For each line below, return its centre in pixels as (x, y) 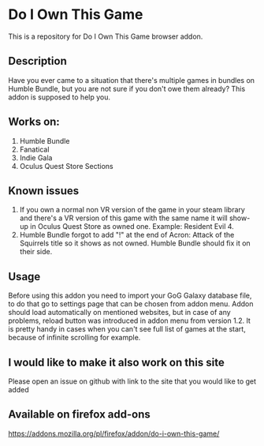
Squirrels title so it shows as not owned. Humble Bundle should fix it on (135, 243)
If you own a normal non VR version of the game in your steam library (132, 210)
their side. (36, 252)
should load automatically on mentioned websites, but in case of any (119, 313)
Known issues (44, 191)
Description (37, 61)
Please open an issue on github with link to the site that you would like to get (132, 381)
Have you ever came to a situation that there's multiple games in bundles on (131, 80)
